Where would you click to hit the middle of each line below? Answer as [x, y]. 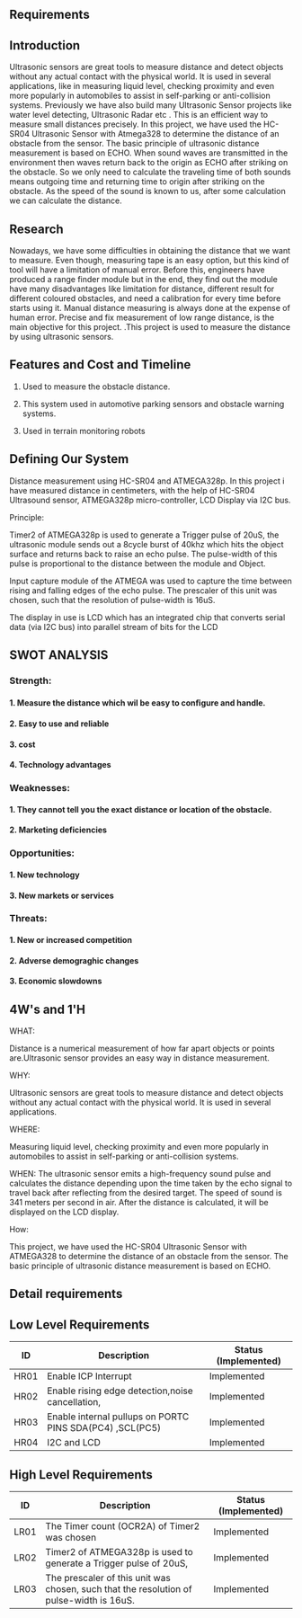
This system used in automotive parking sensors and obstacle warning [153, 404]
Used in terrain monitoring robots [84, 431]
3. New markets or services [62, 895]
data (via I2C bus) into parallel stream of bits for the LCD [114, 627]
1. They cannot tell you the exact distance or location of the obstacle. [141, 809]
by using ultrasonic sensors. [62, 337]
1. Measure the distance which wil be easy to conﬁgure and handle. [138, 702]
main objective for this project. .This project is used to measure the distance [150, 327]
